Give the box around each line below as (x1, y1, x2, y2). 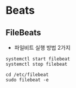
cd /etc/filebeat (5, 72, 49, 78)
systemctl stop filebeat (5, 61, 68, 67)
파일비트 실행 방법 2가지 (14, 44, 71, 51)
